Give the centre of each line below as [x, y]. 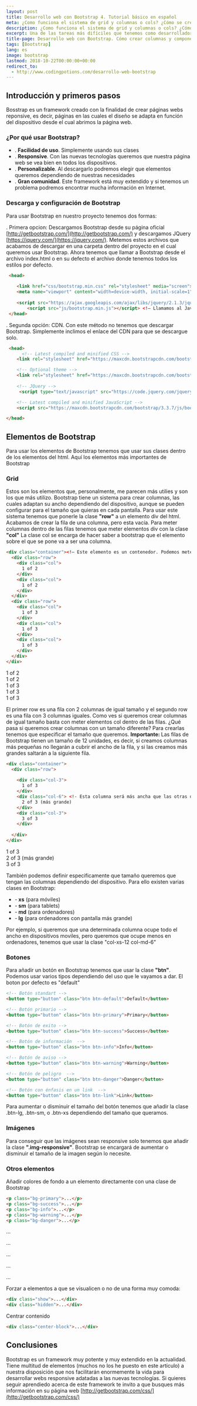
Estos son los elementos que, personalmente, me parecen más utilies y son [97, 491]
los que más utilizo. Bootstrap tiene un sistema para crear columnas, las [93, 498]
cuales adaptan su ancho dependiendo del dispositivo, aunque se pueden [95, 504]
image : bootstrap [27, 55]
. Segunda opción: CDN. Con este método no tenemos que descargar [90, 325]
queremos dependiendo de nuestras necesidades [74, 175]
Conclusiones [32, 1345]
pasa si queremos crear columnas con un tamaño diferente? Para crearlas [95, 728]
